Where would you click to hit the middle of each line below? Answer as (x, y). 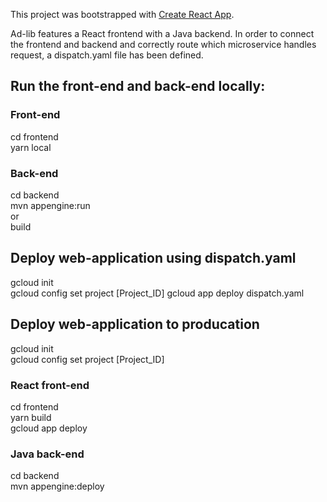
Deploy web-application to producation (135, 324)
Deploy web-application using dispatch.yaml (153, 258)
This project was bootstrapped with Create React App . (122, 14)
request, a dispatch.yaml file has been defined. (107, 55)
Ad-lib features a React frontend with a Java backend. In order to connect (162, 33)
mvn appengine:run (50, 205)
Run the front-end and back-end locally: (138, 86)
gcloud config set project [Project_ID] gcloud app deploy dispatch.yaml (157, 293)
